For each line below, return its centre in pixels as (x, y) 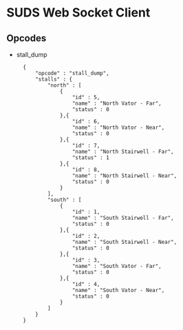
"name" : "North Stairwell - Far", (123, 152)
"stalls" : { (54, 79)
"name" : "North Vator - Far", (117, 103)
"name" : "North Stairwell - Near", (125, 176)
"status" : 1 (90, 158)
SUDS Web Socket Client (78, 13)
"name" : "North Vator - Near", (118, 127)
